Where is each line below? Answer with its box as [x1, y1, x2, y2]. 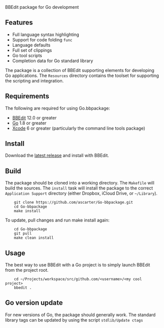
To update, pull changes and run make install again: [5, 217, 110, 223]
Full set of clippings [12, 47, 52, 53]
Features [5, 18, 33, 27]
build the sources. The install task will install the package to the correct [5, 185, 153, 191]
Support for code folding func [12, 36, 72, 42]
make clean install [14, 235, 54, 241]
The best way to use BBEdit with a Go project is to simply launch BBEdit [5, 262, 150, 268]
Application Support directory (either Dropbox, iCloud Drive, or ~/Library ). [5, 190, 158, 196]
